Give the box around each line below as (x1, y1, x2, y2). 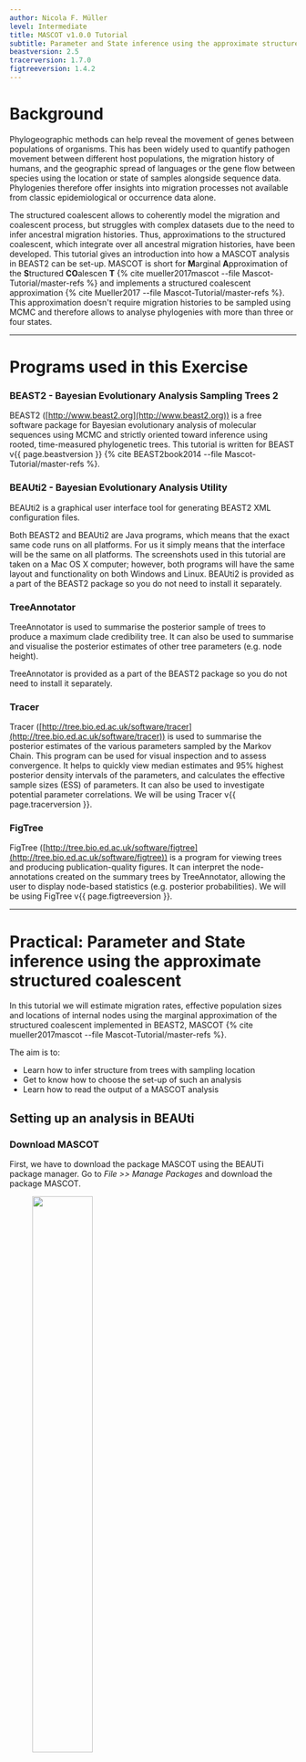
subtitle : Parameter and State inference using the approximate (9, 38, 259, 48)
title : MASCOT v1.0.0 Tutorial (9, 30, 128, 39)
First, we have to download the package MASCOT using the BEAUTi (9, 1159, 264, 1170)
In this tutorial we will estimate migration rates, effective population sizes (9, 1000, 282, 1011)
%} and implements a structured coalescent (86, 277, 251, 288)
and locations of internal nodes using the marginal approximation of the (9, 1010, 278, 1021)
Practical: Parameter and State (9, 932, 246, 952)
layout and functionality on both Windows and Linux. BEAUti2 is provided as (9, 568, 294, 579)
